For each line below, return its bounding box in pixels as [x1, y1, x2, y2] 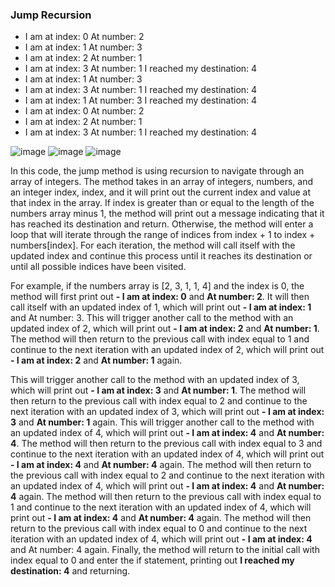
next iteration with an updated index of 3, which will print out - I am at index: [10, 406, 325, 418]
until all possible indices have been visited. [10, 261, 187, 273]
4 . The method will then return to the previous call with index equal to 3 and [10, 438, 323, 450]
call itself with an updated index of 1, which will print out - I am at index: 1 [10, 301, 312, 313]
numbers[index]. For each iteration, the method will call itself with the [10, 239, 296, 252]
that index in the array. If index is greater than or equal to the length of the [10, 197, 315, 209]
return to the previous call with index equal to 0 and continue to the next [10, 523, 308, 535]
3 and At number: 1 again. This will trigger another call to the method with [10, 416, 315, 428]
